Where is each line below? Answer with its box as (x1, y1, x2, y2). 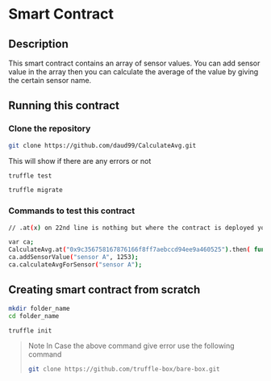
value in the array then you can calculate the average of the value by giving (8, 67, 259, 77)
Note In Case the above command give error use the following (27, 341, 236, 351)
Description (8, 37, 69, 51)
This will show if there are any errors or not (8, 156, 152, 165)
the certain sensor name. (8, 76, 92, 85)
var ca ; (8, 238, 35, 246)
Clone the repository (8, 123, 91, 134)
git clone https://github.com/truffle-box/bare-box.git (27, 365, 220, 374)
